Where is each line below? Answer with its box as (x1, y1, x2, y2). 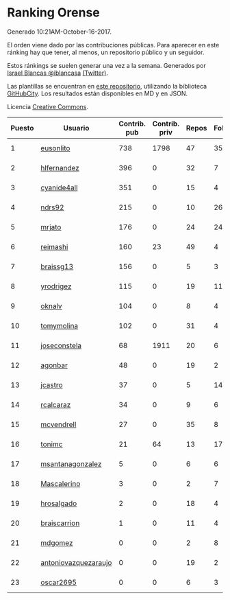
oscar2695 (40, 577, 77, 587)
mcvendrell (40, 419, 77, 429)
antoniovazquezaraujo (40, 557, 112, 567)
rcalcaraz (40, 400, 71, 409)
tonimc (40, 439, 63, 449)
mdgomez (40, 538, 73, 547)
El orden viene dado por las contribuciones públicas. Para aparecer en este (7, 41, 220, 49)
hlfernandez (40, 163, 80, 172)
